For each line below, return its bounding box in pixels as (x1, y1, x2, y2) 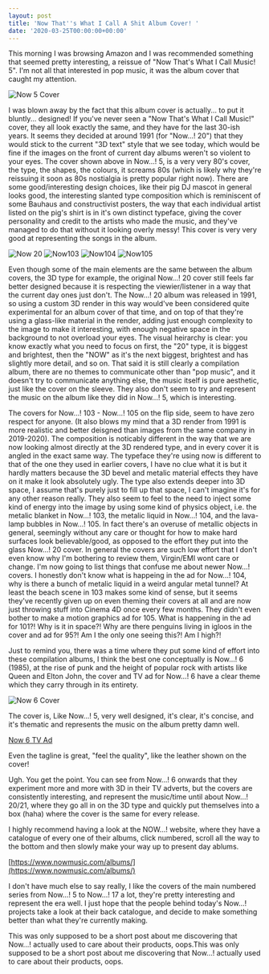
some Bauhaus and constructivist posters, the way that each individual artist (8, 199, 261, 209)
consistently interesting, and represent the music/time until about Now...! (8, 792, 249, 802)
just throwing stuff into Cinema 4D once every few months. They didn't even (8, 604, 261, 615)
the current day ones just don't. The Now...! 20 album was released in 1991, (8, 290, 257, 300)
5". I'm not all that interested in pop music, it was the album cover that (8, 66, 239, 76)
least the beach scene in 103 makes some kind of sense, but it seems (8, 587, 238, 597)
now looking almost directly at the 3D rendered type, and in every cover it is (8, 443, 259, 452)
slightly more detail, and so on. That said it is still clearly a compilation (8, 358, 239, 368)
